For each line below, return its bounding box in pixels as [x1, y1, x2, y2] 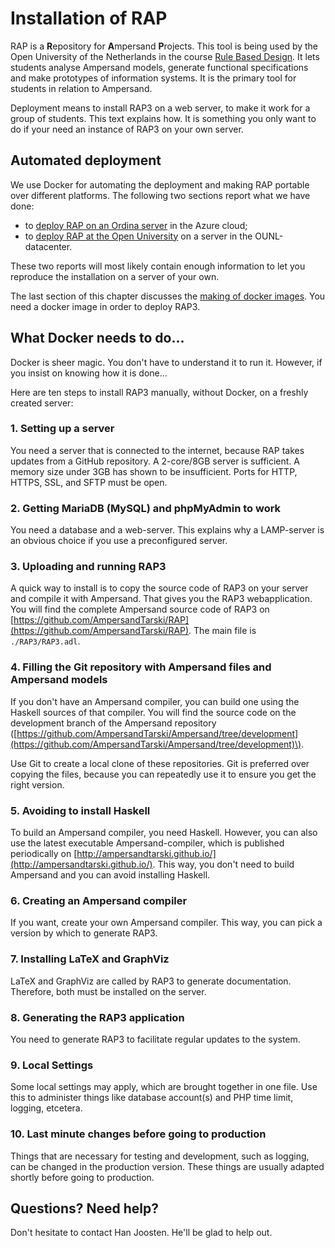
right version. [10, 778, 65, 791]
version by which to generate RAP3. [10, 927, 158, 939]
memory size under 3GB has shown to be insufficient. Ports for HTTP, [10, 465, 298, 477]
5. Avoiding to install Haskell [10, 803, 151, 817]
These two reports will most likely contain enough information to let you [10, 260, 306, 272]
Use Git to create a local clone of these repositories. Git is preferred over [10, 757, 310, 769]
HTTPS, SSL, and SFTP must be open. [10, 476, 168, 488]
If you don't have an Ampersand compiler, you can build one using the [10, 695, 300, 707]
